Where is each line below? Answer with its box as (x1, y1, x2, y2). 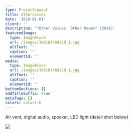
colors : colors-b (5, 100, 42, 105)
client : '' (5, 21, 28, 26)
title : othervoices (5, 12, 46, 17)
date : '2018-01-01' (5, 16, 46, 21)
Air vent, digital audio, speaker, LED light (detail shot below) (5, 114, 129, 120)
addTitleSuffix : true (5, 91, 51, 96)
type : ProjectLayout (5, 7, 49, 12)
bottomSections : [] (5, 86, 46, 91)
